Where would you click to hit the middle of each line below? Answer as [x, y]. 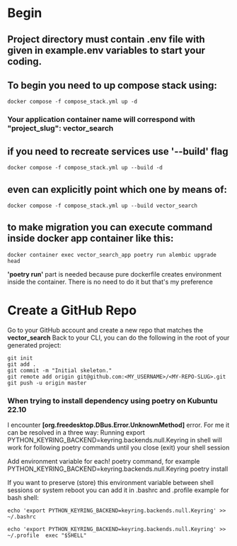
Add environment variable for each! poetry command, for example [104, 461]
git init [20, 358]
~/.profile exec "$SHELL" [47, 535]
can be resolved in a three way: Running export [76, 432]
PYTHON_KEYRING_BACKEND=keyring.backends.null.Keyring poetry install [118, 469]
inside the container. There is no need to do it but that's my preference [110, 282]
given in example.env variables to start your [106, 50]
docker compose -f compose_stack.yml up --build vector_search [103, 206]
